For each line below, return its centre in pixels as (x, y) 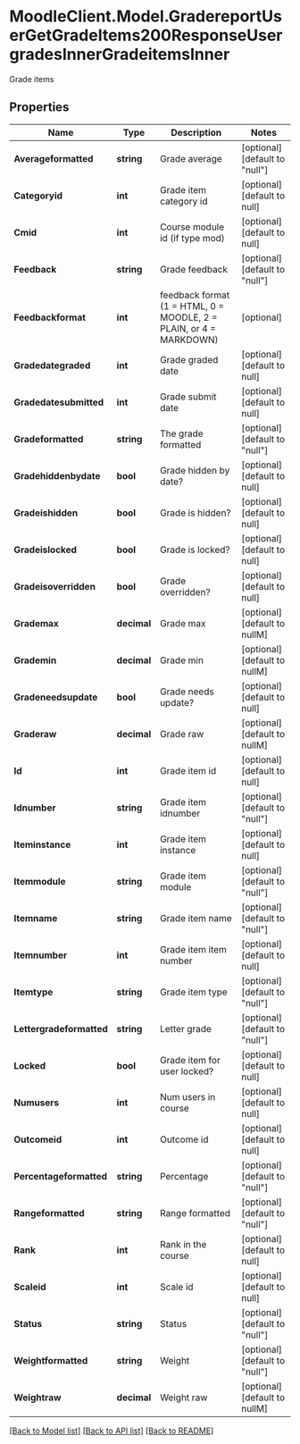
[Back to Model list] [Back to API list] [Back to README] (112, 1431)
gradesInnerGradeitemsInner (120, 55)
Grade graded (189, 359)
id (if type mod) (192, 238)
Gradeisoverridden (55, 586)
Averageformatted (54, 158)
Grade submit (188, 397)
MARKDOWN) (189, 340)
